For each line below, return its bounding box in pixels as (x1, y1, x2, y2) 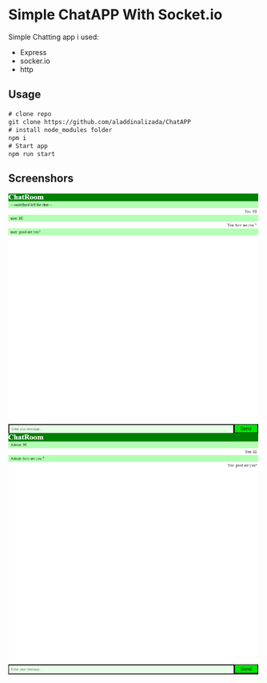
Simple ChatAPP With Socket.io (8, 6, 223, 24)
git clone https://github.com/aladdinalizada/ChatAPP (8, 118, 192, 126)
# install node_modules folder (8, 126, 113, 134)
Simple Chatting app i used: (8, 32, 100, 42)
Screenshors (8, 172, 74, 186)
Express (19, 47, 47, 57)
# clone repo (8, 110, 52, 118)
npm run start (8, 150, 56, 158)
